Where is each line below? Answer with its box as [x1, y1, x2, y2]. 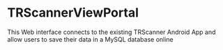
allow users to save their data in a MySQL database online [7, 35, 174, 43]
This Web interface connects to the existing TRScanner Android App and [7, 28, 216, 36]
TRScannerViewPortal [7, 5, 139, 21]
